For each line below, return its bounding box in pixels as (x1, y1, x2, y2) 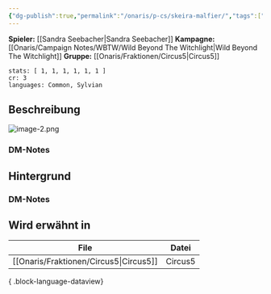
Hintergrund (8, 169, 71, 183)
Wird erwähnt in (8, 219, 91, 233)
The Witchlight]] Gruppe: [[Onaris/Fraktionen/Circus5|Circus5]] (8, 51, 220, 61)
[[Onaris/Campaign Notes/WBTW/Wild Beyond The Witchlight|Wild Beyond (8, 42, 258, 52)
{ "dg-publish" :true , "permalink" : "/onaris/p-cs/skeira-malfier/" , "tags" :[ (8, 11, 262, 20)
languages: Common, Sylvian (8, 81, 103, 89)
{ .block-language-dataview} (8, 276, 104, 287)
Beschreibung (8, 103, 81, 117)
